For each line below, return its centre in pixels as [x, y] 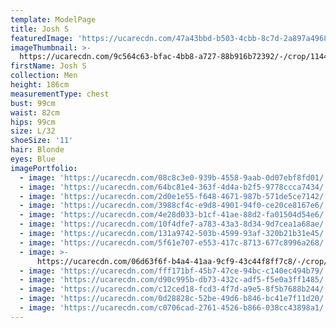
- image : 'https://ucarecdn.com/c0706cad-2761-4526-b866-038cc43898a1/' [174, 308]
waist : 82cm [35, 112]
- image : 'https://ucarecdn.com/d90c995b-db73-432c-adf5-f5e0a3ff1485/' [174, 280]
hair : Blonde [37, 150]
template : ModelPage [53, 19]
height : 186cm [40, 85]
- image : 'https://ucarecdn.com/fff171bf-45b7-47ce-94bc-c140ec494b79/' [174, 271]
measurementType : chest [60, 94]
